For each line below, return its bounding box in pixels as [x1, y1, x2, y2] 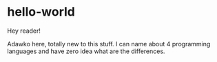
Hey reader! [7, 27, 41, 35]
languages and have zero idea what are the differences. [7, 47, 165, 55]
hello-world [7, 4, 76, 20]
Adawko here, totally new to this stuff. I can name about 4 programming [7, 40, 211, 48]
